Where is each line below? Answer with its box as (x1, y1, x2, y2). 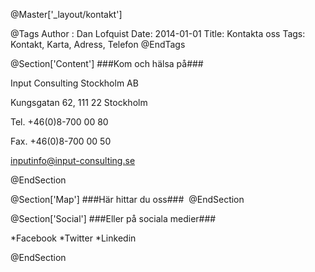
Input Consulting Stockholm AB (10, 77, 139, 89)
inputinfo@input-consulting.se (10, 155, 136, 166)
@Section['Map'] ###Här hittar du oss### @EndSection (10, 194, 245, 205)
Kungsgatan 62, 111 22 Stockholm (10, 97, 148, 108)
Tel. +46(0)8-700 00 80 (10, 116, 109, 128)
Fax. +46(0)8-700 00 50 (10, 135, 112, 147)
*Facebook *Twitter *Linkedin (10, 232, 137, 244)
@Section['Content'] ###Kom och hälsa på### (10, 58, 204, 69)
